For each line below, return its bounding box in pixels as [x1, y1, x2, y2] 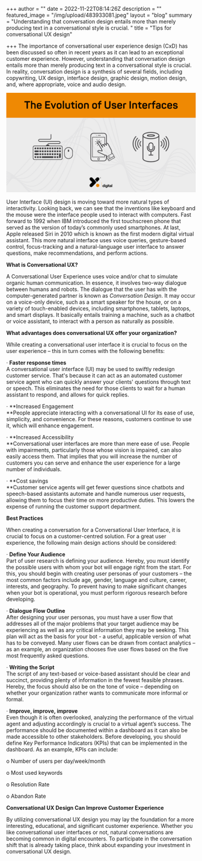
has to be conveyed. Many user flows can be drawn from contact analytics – [6, 639, 195, 647]
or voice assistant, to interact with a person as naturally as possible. [6, 318, 174, 325]
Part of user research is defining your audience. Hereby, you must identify [6, 557, 190, 564]
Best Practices [6, 515, 44, 522]
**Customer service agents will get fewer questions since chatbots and [6, 483, 185, 490]
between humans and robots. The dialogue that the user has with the [6, 286, 177, 293]
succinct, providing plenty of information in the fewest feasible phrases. [6, 676, 185, 683]
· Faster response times [6, 358, 67, 366]
